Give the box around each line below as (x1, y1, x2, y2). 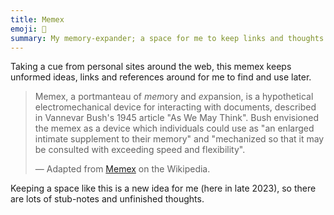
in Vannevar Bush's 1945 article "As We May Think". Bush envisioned (34, 112, 320, 124)
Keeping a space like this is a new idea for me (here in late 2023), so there (10, 182, 317, 195)
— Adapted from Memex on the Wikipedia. (34, 163, 211, 175)
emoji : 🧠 (10, 24, 47, 34)
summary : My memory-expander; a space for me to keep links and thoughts (10, 33, 325, 43)
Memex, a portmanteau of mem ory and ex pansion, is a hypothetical (34, 91, 314, 103)
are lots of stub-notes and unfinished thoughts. (10, 193, 205, 205)
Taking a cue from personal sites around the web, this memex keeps (10, 61, 292, 73)
